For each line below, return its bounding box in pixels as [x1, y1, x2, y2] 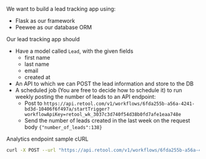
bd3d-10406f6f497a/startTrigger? [24, 106, 110, 112]
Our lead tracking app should [6, 36, 80, 42]
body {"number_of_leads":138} [24, 123, 102, 131]
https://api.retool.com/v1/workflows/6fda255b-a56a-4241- [44, 101, 195, 107]
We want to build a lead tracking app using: [6, 6, 116, 12]
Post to [24, 99, 43, 107]
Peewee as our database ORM [15, 24, 92, 31]
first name [24, 54, 50, 61]
